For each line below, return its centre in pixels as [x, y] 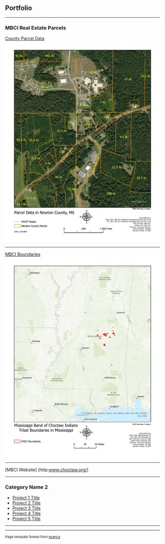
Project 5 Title [26, 519]
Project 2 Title [26, 503]
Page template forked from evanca [33, 537]
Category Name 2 [27, 487]
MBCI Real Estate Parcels [36, 28]
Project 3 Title [26, 508]
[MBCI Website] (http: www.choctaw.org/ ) [47, 470]
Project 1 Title [26, 498]
